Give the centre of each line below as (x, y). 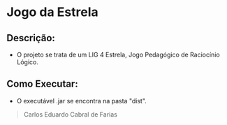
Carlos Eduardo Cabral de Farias (71, 114)
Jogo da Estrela (52, 12)
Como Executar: (42, 84)
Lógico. (28, 62)
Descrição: (31, 38)
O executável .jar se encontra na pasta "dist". (82, 101)
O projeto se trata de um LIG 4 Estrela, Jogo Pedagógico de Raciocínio (118, 54)
